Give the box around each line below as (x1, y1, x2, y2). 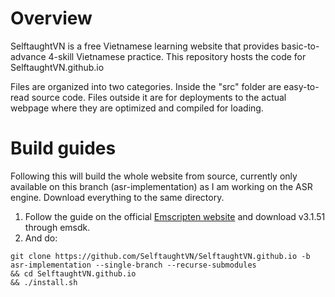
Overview (10, 7, 93, 30)
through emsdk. (24, 221, 91, 233)
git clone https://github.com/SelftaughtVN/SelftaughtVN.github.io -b (10, 251, 311, 261)
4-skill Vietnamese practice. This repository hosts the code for (48, 50, 307, 62)
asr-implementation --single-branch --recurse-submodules (10, 260, 257, 270)
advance (10, 50, 47, 62)
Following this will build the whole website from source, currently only (10, 170, 298, 182)
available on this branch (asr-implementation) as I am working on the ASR (10, 180, 313, 192)
